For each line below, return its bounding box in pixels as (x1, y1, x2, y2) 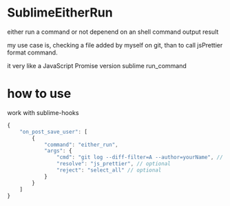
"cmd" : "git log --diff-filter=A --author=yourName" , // (56, 154, 224, 161)
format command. (7, 48, 58, 56)
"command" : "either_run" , (43, 141, 118, 148)
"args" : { (43, 147, 72, 154)
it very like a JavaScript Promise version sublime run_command (7, 61, 187, 70)
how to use (7, 86, 72, 101)
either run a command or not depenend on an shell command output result (7, 28, 219, 36)
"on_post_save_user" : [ (19, 128, 88, 135)
